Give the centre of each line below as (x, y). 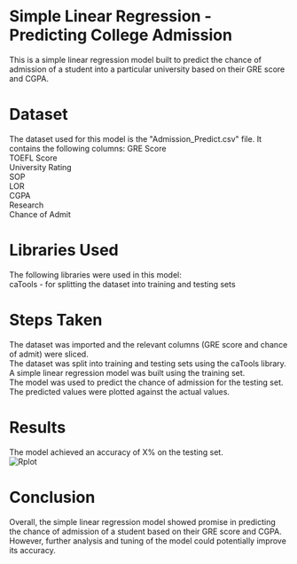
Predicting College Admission (121, 35)
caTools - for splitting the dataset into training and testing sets (123, 284)
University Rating (41, 167)
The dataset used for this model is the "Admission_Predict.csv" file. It (136, 138)
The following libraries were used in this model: (95, 274)
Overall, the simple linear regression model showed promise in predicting (143, 521)
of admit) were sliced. (49, 354)
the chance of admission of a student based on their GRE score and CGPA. (145, 531)
